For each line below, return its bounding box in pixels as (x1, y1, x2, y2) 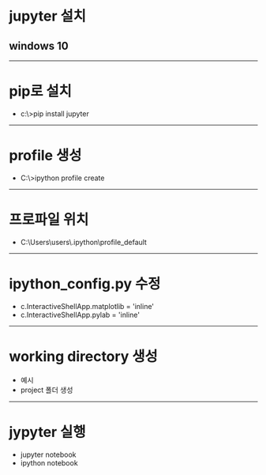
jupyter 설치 (9, 7, 86, 25)
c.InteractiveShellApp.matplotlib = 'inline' (20, 301, 155, 311)
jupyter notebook (20, 450, 77, 459)
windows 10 (9, 39, 69, 52)
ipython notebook (20, 458, 78, 467)
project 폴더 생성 (20, 385, 73, 394)
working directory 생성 (9, 347, 159, 365)
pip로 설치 (9, 82, 72, 100)
